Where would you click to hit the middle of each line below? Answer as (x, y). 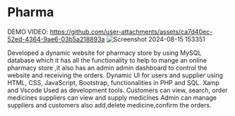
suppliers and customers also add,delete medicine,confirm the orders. (109, 105)
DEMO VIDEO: (28, 32)
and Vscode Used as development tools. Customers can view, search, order (117, 90)
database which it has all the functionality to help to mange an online (107, 60)
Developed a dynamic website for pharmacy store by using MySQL (104, 53)
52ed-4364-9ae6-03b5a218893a (56, 39)
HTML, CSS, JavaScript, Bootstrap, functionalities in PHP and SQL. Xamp (114, 82)
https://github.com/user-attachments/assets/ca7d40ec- (131, 32)
